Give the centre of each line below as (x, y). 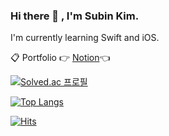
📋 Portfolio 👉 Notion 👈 (60, 58)
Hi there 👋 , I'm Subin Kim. (75, 16)
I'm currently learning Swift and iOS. (85, 38)
